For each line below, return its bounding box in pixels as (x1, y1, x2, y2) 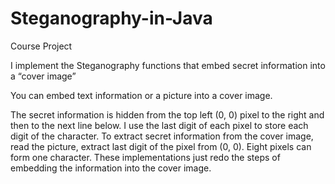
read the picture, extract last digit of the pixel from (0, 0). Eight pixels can (10, 140, 312, 152)
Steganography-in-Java (10, 7, 213, 30)
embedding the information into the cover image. (10, 162, 212, 174)
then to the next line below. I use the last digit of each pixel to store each (10, 119, 309, 131)
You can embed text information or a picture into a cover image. (10, 89, 273, 101)
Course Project (10, 40, 73, 52)
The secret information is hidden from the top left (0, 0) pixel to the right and (10, 108, 325, 121)
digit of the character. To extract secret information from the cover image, (10, 130, 314, 142)
